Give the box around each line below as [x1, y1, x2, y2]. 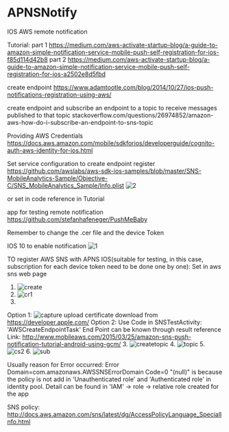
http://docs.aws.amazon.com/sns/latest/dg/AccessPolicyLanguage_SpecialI [7, 410, 222, 418]
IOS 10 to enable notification [7, 241, 87, 250]
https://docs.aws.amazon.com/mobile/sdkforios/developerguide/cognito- [7, 139, 215, 147]
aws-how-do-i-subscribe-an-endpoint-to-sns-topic [7, 118, 154, 126]
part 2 [49, 55, 67, 63]
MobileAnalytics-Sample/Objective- [7, 173, 108, 182]
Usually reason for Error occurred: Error [7, 360, 120, 368]
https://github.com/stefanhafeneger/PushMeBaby [7, 215, 148, 224]
